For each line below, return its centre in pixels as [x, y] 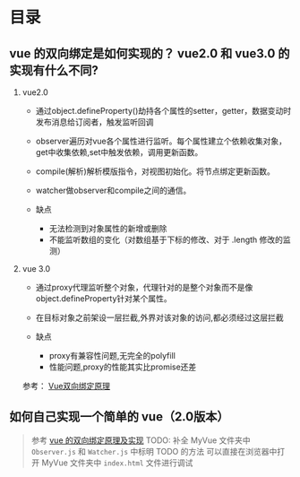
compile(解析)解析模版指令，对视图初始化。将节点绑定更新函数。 [155, 171]
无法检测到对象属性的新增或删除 [108, 228]
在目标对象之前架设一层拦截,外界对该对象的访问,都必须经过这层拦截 [159, 317]
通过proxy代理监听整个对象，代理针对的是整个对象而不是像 [144, 287]
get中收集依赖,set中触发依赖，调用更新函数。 [119, 152]
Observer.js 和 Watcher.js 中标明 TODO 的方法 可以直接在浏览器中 [154, 451]
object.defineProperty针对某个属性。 [103, 299]
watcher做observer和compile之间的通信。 [113, 190]
